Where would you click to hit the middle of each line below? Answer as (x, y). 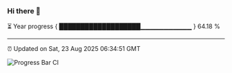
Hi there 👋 (24, 11)
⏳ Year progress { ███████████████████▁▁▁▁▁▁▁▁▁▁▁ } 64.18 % (114, 26)
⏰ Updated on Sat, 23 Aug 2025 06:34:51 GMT (74, 49)
